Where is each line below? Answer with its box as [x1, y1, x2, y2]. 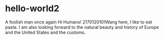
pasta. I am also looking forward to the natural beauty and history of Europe [5, 24, 159, 30]
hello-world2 [5, 3, 59, 14]
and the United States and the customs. [5, 29, 86, 35]
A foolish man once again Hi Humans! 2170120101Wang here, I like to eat [5, 19, 152, 25]
